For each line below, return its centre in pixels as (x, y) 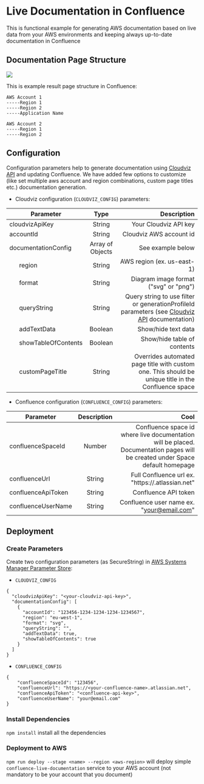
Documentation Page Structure (66, 60)
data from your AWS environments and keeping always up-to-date (89, 34)
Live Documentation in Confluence (96, 11)
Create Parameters (35, 548)
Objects (101, 252)
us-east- (181, 261)
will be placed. (174, 442)
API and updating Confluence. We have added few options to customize (96, 174)
